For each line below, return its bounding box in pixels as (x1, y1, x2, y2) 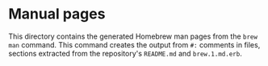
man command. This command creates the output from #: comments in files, (8, 39, 261, 49)
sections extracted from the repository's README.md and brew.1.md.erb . (8, 48, 242, 58)
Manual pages (8, 5, 106, 23)
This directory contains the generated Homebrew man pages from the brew (8, 31, 258, 41)
